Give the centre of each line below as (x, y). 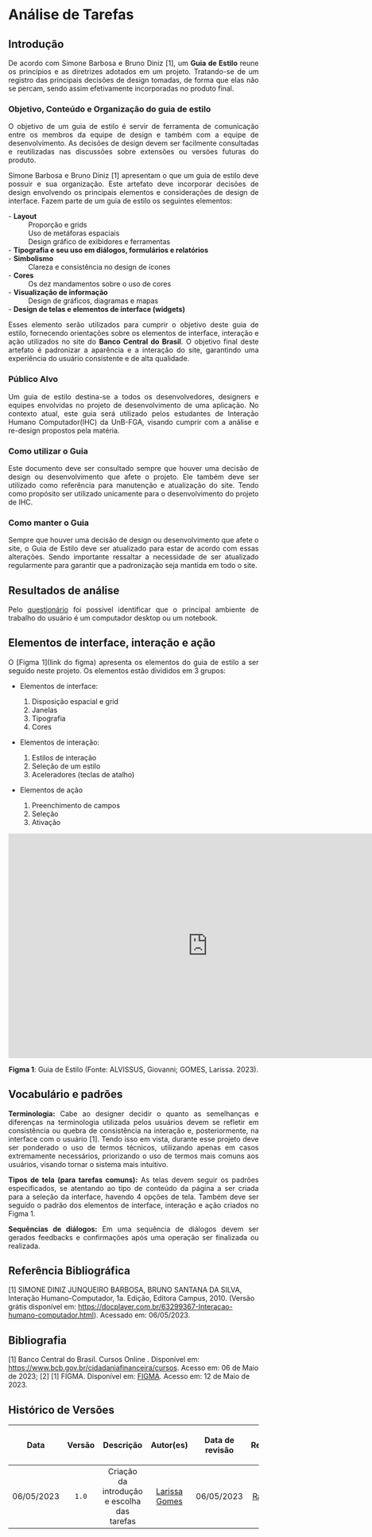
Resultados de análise (64, 590)
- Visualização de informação (58, 293)
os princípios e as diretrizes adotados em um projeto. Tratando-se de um (134, 72)
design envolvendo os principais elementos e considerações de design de (134, 193)
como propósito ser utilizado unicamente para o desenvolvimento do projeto (134, 493)
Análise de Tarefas (71, 15)
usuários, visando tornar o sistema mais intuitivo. (88, 1164)
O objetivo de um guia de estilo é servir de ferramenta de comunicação (134, 126)
